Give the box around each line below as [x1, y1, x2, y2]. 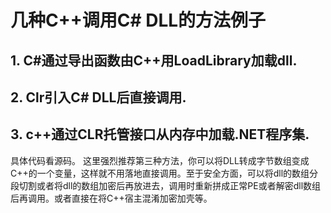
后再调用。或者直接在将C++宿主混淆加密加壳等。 [10, 192, 213, 204]
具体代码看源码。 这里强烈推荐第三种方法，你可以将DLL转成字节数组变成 [10, 154, 310, 166]
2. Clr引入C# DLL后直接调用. [10, 89, 187, 106]
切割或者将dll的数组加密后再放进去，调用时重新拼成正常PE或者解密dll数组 [18, 179, 322, 191]
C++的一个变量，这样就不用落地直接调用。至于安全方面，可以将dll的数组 [10, 167, 310, 179]
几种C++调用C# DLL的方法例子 [10, 9, 267, 32]
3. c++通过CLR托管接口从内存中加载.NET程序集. [10, 126, 310, 143]
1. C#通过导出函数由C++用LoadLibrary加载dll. [10, 52, 298, 69]
